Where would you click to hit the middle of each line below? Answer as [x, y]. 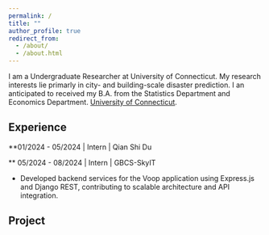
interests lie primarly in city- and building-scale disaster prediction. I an [126, 85]
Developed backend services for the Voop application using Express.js [137, 178]
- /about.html [39, 53]
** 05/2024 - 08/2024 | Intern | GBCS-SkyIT [82, 162]
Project [27, 221]
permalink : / [30, 16]
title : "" [25, 23]
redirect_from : [34, 38]
